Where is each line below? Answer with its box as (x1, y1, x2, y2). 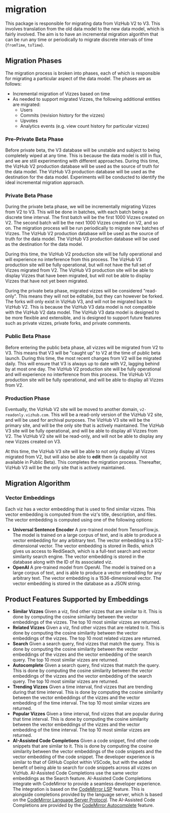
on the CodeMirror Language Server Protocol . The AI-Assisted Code (12, 797, 155, 803)
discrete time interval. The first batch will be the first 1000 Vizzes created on (5, 214, 164, 220)
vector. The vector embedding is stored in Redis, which (39, 542, 154, 548)
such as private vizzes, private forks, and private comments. (5, 320, 132, 326)
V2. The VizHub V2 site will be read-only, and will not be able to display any (5, 433, 163, 439)
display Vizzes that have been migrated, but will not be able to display (5, 273, 151, 279)
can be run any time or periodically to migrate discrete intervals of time (5, 36, 153, 43)
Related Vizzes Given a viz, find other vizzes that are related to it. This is (12, 624, 164, 631)
